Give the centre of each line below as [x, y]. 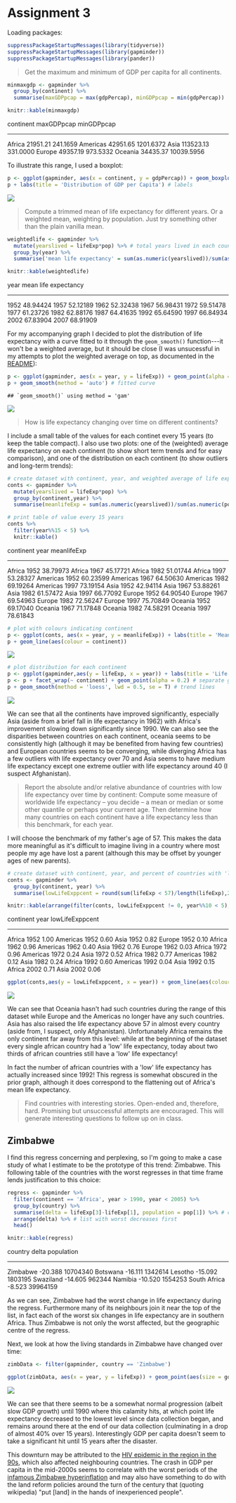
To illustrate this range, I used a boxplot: [65, 165]
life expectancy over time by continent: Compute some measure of [121, 794]
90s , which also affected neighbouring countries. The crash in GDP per [110, 1462]
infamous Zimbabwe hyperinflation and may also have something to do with [117, 1477]
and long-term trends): [40, 465]
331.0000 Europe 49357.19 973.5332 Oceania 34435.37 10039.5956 [106, 152]
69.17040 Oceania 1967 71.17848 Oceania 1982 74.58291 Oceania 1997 [109, 608]
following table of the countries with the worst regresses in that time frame [115, 1172]
